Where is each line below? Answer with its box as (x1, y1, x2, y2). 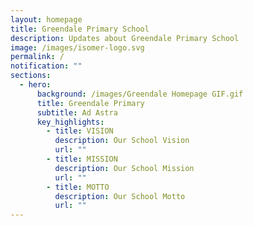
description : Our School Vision (54, 136, 190, 146)
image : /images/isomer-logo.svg (10, 42, 145, 53)
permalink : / (10, 52, 65, 62)
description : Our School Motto (54, 191, 186, 201)
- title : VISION (46, 126, 114, 136)
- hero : (19, 80, 52, 90)
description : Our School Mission (54, 163, 195, 173)
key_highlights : (36, 117, 105, 127)
